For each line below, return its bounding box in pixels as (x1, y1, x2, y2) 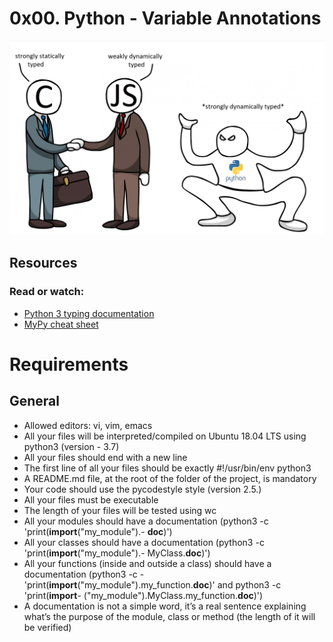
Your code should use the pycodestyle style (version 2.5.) (23, 483, 262, 495)
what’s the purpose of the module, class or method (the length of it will (23, 610, 316, 622)
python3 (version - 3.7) (23, 440, 120, 452)
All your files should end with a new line (23, 451, 188, 463)
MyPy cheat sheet (23, 318, 99, 330)
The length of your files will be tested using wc (23, 504, 217, 516)
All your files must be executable (23, 493, 159, 506)
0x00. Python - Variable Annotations (9, 7, 322, 30)
